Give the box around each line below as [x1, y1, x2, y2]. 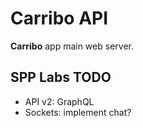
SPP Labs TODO [10, 69, 112, 86]
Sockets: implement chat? [24, 106, 132, 118]
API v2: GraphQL [24, 95, 95, 107]
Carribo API [10, 7, 109, 30]
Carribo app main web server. [10, 40, 134, 52]
